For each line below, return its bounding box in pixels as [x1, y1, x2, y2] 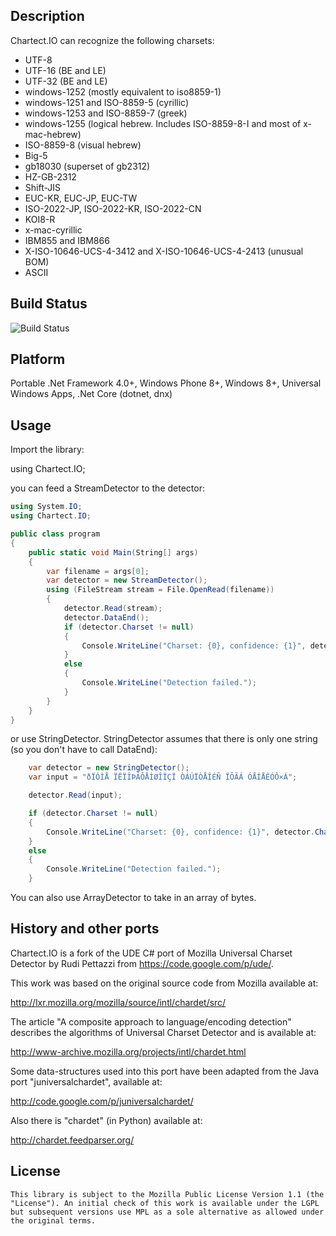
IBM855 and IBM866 [24, 234, 110, 246]
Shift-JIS [24, 181, 61, 193]
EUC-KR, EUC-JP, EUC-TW [24, 192, 138, 204]
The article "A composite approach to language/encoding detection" [10, 1015, 292, 1028]
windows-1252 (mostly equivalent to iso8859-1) [24, 85, 222, 98]
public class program [10, 529, 101, 539]
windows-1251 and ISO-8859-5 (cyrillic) [24, 96, 190, 108]
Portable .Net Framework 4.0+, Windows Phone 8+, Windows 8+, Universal [10, 377, 322, 389]
